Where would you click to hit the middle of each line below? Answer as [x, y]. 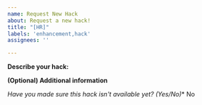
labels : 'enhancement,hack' [49, 34]
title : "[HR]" [29, 27]
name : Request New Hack [43, 14]
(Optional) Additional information [58, 81]
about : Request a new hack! [49, 21]
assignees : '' [29, 40]
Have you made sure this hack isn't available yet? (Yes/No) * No [101, 94]
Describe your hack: [38, 67]
